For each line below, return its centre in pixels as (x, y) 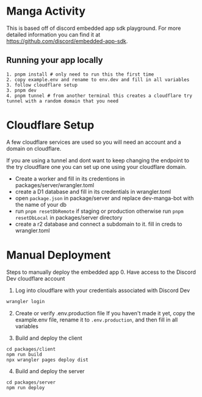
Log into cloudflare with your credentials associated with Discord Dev (103, 290)
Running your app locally (55, 60)
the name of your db (41, 204)
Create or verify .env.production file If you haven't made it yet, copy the (105, 313)
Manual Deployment (59, 255)
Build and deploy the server (50, 371)
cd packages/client (31, 349)
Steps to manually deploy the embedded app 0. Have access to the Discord (101, 272)
